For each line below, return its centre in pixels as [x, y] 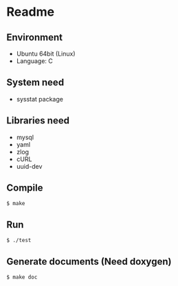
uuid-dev [29, 166]
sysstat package [40, 99]
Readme [31, 12]
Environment [35, 37]
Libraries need [38, 121]
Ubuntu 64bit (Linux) [46, 53]
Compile [25, 188]
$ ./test [19, 241]
